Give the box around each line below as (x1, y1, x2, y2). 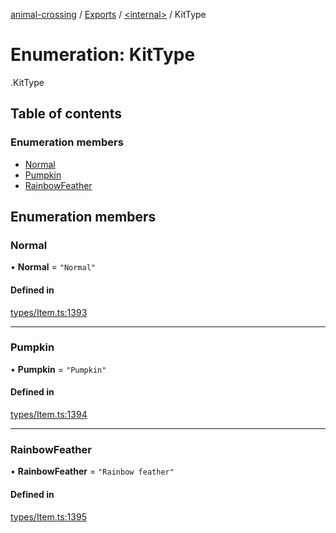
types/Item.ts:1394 (10, 409, 88, 421)
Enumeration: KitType (10, 44, 196, 66)
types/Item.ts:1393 (10, 306, 88, 318)
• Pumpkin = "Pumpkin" (10, 363, 107, 375)
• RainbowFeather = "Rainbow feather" (10, 465, 175, 478)
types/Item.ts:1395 (10, 510, 87, 523)
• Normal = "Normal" (10, 261, 96, 273)
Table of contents (10, 105, 122, 123)
